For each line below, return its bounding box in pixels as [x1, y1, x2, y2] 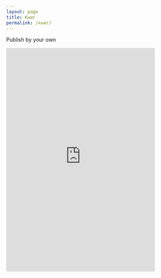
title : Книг [6, 14, 36, 20]
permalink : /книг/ [6, 20, 52, 26]
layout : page [6, 8, 39, 15]
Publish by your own [6, 36, 56, 44]
